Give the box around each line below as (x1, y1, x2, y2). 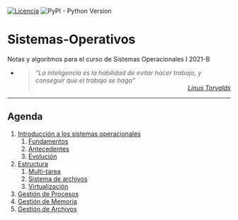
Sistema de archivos (28, 174, 88, 183)
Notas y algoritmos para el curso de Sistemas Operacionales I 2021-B (7, 54, 210, 63)
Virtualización (28, 182, 69, 190)
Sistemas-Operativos (7, 32, 136, 47)
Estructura (17, 159, 48, 168)
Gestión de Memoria (17, 197, 78, 205)
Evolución (28, 152, 57, 161)
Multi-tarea (28, 167, 62, 175)
